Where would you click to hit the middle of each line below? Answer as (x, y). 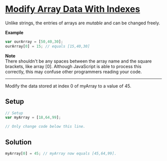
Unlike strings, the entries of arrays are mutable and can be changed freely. (83, 23)
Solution (18, 142)
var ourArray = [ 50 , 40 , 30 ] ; (34, 41)
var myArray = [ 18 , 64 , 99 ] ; (33, 118)
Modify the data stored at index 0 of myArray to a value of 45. (68, 86)
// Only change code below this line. (45, 127)
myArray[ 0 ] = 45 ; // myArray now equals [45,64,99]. (61, 153)
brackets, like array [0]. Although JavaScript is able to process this (73, 66)
